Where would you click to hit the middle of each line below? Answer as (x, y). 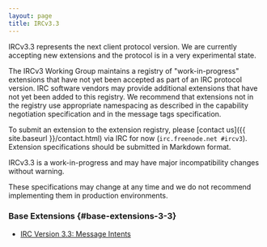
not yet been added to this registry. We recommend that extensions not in (131, 96)
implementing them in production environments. (88, 195)
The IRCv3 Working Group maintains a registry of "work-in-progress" (124, 70)
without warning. (36, 171)
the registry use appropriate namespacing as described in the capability (129, 105)
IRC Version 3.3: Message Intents (75, 234)
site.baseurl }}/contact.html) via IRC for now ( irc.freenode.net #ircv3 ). (128, 138)
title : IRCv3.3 (34, 23)
